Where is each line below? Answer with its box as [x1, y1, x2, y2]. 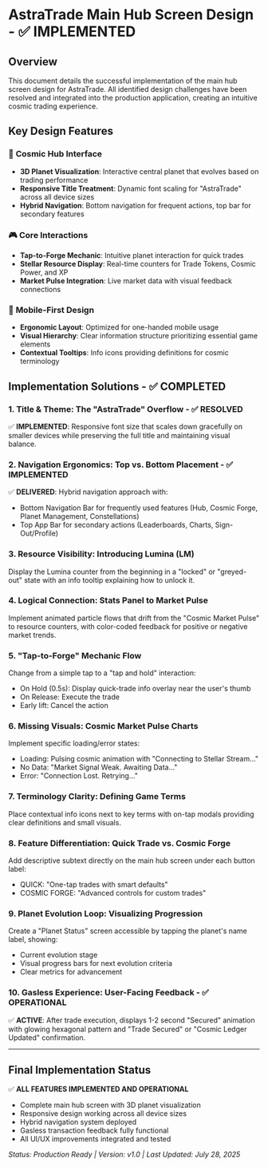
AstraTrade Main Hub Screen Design [8, 6, 254, 24]
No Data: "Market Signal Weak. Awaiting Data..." [19, 762, 178, 772]
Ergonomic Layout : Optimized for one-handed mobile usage [19, 322, 219, 332]
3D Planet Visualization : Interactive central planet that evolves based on [19, 166, 259, 176]
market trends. [8, 630, 57, 639]
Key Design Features [8, 125, 114, 138]
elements [19, 339, 51, 349]
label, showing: [8, 935, 58, 944]
